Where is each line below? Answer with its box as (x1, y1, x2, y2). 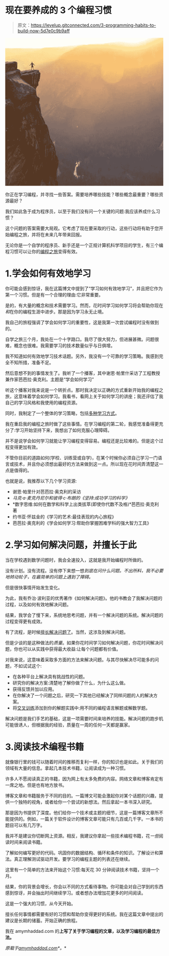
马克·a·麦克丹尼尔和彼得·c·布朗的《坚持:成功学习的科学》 (12, 495, 130, 501)
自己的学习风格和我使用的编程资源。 (5, 400, 80, 406)
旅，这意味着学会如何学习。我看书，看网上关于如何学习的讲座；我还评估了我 (5, 393, 163, 399)
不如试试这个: (14, 663, 42, 669)
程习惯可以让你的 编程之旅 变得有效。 (5, 249, 80, 255)
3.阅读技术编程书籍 (5, 741, 84, 753)
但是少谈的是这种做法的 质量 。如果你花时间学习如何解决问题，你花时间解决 (5, 640, 159, 646)
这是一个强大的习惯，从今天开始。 (5, 900, 76, 906)
